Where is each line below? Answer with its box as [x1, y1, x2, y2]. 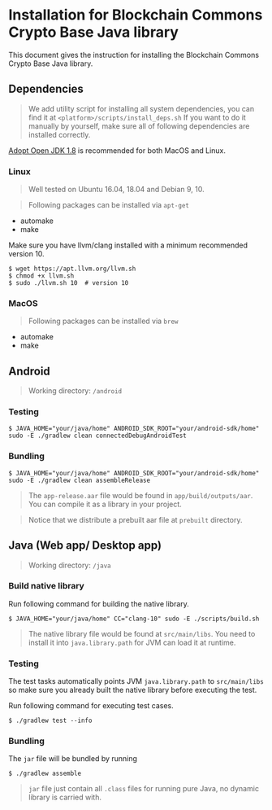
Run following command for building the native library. [8, 598, 189, 608]
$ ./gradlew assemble [8, 769, 82, 778]
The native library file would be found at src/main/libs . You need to [28, 628, 256, 638]
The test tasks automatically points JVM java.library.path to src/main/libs [8, 676, 264, 686]
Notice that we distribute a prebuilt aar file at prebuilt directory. [28, 514, 243, 524]
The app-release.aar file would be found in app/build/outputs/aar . [28, 490, 253, 500]
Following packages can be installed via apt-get [28, 200, 189, 210]
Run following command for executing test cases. [8, 701, 175, 711]
